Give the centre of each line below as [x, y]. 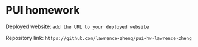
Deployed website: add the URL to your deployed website [77, 26]
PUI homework [43, 10]
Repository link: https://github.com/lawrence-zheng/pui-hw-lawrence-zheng [99, 38]
